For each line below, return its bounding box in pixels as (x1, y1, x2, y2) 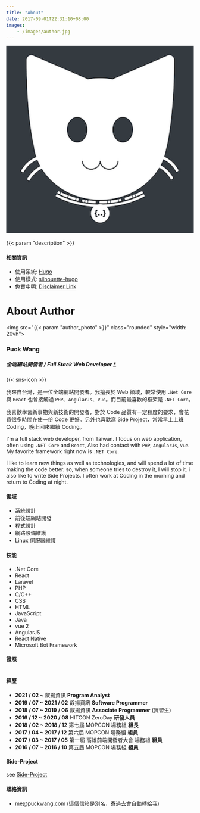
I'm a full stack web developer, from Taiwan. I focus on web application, (6, 435, 182, 443)
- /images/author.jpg (17, 29, 70, 35)
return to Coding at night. (6, 478, 68, 485)
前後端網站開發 (14, 515, 52, 522)
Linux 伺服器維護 (14, 537, 57, 544)
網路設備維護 (14, 529, 46, 537)
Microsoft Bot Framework (14, 641, 77, 649)
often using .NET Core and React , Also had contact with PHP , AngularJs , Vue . (6, 441, 190, 449)
